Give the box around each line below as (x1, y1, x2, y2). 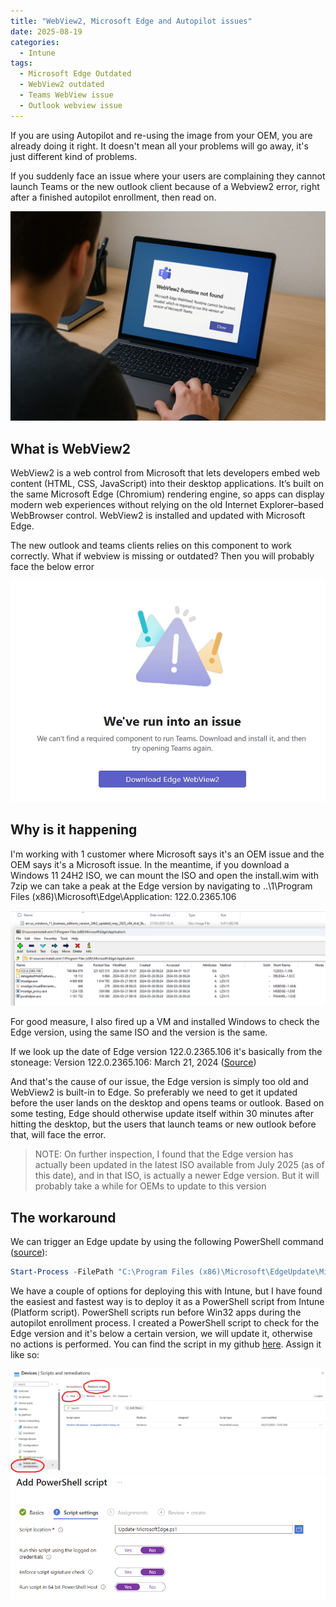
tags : (10, 58, 33, 69)
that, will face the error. (10, 1129, 107, 1141)
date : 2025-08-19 (10, 26, 83, 37)
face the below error (10, 561, 95, 573)
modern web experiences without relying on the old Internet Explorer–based (10, 499, 325, 511)
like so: (10, 1348, 40, 1360)
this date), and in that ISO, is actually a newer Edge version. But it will (34, 1170, 320, 1182)
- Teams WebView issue (19, 90, 114, 100)
